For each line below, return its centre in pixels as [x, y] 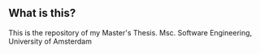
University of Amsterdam [50, 41]
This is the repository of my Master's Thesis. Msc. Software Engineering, [130, 32]
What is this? [42, 13]
